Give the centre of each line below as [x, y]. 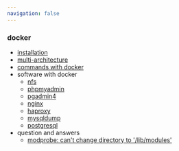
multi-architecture [43, 60]
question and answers [48, 132]
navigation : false [33, 13]
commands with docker [50, 67]
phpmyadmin [46, 89]
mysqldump [44, 118]
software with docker [47, 74]
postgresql [43, 125]
